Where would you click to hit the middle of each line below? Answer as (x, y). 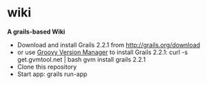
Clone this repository (47, 66)
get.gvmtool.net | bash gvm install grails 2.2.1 (81, 59)
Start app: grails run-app (52, 74)
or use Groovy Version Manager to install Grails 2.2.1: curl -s (102, 52)
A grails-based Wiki (36, 32)
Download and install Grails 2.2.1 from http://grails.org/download (108, 45)
